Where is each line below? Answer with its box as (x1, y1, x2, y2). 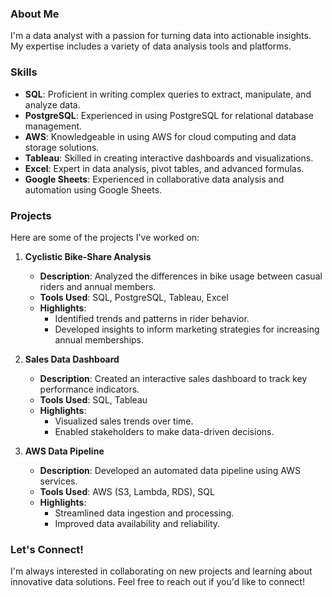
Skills (10, 65, 38, 79)
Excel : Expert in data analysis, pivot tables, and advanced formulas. (24, 162, 305, 174)
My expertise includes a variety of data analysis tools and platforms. (10, 40, 292, 52)
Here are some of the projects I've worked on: (10, 231, 200, 243)
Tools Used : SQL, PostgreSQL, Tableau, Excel (39, 291, 229, 303)
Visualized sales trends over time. (54, 415, 194, 427)
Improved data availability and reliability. (54, 517, 221, 529)
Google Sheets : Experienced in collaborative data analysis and (24, 173, 285, 185)
